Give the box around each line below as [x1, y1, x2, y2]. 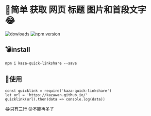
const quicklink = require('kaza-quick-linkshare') [5, 88, 112, 93]
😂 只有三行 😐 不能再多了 [5, 106, 54, 112]
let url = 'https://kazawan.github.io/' [5, 92, 88, 97]
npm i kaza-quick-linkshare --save [5, 61, 77, 66]
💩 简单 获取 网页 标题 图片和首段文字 [5, 4, 147, 15]
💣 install [5, 45, 31, 54]
